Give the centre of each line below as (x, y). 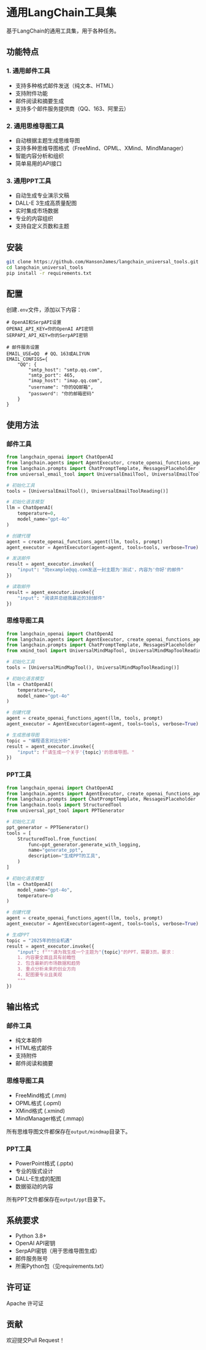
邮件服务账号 (31, 1258)
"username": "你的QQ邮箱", (61, 387)
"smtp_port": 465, (52, 376)
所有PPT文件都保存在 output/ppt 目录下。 (58, 1199)
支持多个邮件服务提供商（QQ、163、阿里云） (72, 109)
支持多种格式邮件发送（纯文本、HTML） (66, 85)
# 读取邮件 (18, 587)
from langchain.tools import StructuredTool (64, 805)
